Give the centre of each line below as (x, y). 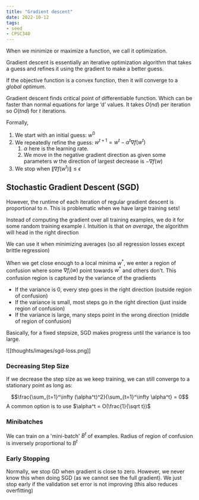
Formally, (17, 122)
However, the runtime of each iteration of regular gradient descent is (90, 202)
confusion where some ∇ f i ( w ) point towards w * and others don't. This (91, 270)
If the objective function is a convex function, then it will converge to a (92, 81)
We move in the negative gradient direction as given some (95, 155)
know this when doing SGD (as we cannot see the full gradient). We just (94, 478)
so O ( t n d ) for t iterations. (37, 111)
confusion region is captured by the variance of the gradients (81, 278)
